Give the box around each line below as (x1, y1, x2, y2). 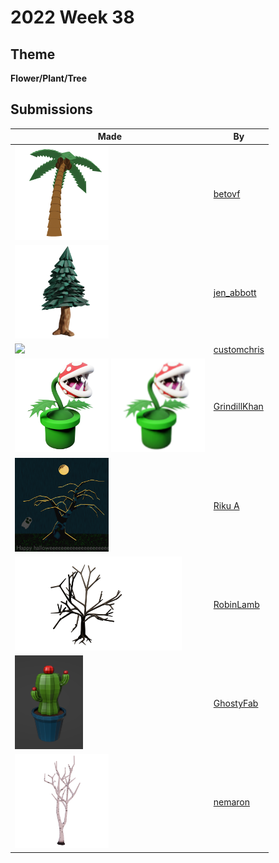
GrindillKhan (213, 401, 264, 413)
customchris (213, 344, 265, 356)
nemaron (213, 796, 251, 808)
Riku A (213, 499, 240, 511)
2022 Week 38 (10, 6, 135, 29)
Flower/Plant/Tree (10, 72, 88, 84)
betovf (213, 187, 241, 200)
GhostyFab (213, 697, 259, 710)
